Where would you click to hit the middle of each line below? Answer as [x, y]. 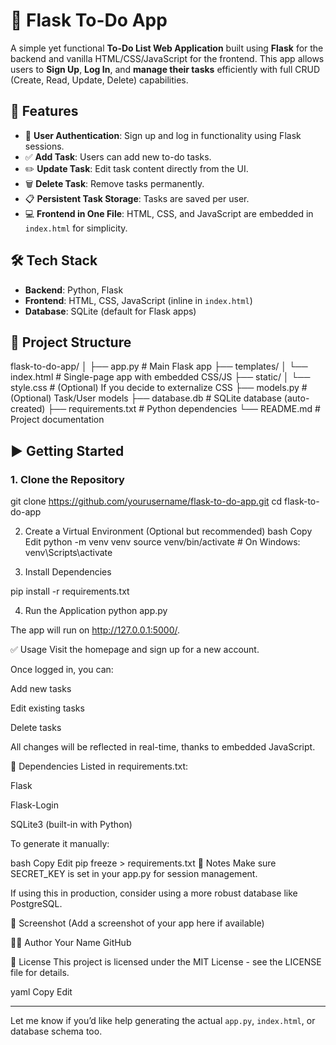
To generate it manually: [60, 844]
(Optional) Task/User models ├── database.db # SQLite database [146, 398]
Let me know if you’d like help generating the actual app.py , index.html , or [163, 1021]
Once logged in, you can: [62, 670]
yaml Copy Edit [41, 992]
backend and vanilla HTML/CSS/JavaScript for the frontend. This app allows [167, 58]
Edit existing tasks [47, 708]
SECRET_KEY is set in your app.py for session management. [134, 874]
